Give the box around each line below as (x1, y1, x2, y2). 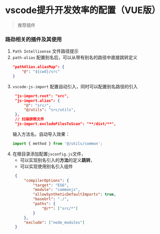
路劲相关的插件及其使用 (5, 36, 62, 43)
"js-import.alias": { (15, 98, 60, 103)
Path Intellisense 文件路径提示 (12, 48, 79, 54)
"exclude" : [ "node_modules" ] (24, 220, 85, 225)
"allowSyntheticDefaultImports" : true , (33, 192, 116, 197)
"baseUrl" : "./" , (33, 196, 69, 202)
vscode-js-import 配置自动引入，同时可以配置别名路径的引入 (12, 83, 138, 89)
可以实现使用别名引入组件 (20, 163, 73, 169)
